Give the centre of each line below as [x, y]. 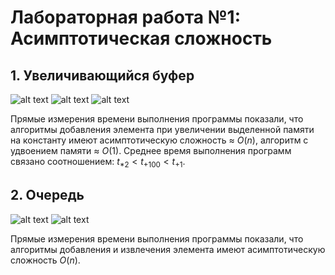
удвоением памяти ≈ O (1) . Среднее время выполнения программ [151, 150]
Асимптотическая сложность [141, 38]
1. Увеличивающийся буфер [102, 75]
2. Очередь [47, 195]
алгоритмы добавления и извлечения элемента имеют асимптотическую [168, 249]
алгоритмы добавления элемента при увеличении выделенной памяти [162, 129]
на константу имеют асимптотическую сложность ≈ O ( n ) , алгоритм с [159, 140]
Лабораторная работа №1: [126, 17]
